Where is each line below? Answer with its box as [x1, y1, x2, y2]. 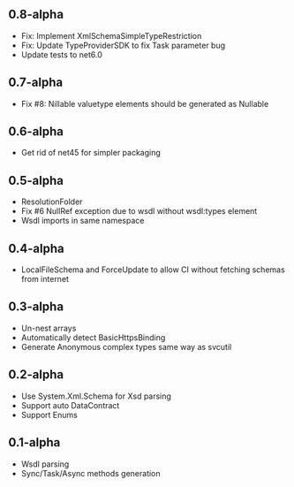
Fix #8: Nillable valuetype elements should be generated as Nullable [20, 98, 269, 109]
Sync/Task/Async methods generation [20, 468, 161, 478]
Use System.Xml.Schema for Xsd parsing [20, 391, 171, 401]
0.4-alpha [8, 240, 64, 255]
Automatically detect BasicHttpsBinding [20, 331, 166, 343]
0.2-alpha [8, 367, 64, 383]
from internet [20, 274, 70, 285]
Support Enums [20, 409, 79, 420]
